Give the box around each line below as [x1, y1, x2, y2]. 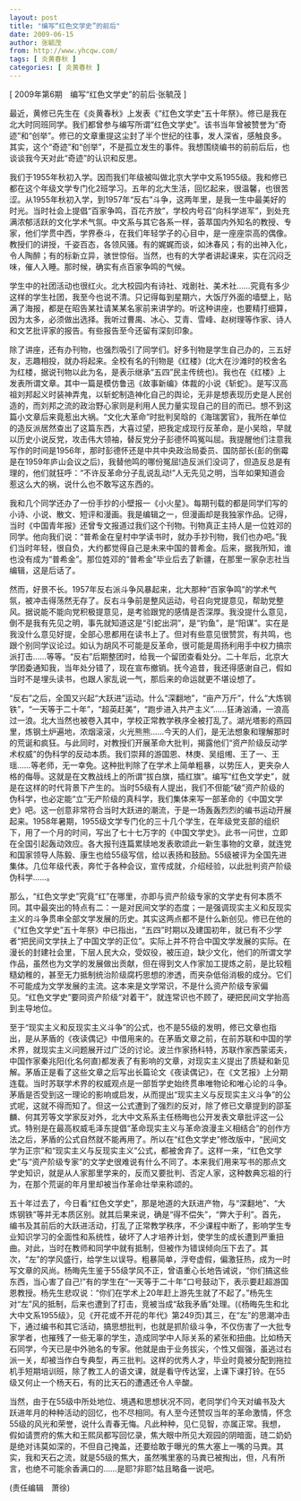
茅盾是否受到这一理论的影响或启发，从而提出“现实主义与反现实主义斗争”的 [9, 1089, 284, 1100]
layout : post [9, 13, 58, 22]
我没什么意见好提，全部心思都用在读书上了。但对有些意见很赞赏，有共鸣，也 [9, 628, 292, 639]
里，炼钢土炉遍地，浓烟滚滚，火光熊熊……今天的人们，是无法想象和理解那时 [9, 726, 290, 737]
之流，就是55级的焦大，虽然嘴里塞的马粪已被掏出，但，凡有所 [56, 1452, 286, 1462]
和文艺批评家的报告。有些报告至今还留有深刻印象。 [9, 324, 198, 336]
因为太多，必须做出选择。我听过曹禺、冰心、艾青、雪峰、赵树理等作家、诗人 [9, 314, 292, 324]
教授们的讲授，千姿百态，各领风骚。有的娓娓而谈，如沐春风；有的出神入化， [9, 238, 292, 249]
